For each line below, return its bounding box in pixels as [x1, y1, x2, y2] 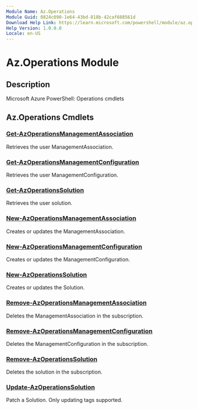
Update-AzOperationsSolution [6, 383, 95, 391]
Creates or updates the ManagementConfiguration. [6, 256, 130, 263]
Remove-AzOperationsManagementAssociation [6, 299, 147, 307]
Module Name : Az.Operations [6, 8, 75, 15]
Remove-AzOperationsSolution [6, 355, 98, 363]
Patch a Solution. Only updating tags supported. [6, 397, 123, 404]
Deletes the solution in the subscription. [6, 368, 103, 375]
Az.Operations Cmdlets [6, 112, 94, 122]
